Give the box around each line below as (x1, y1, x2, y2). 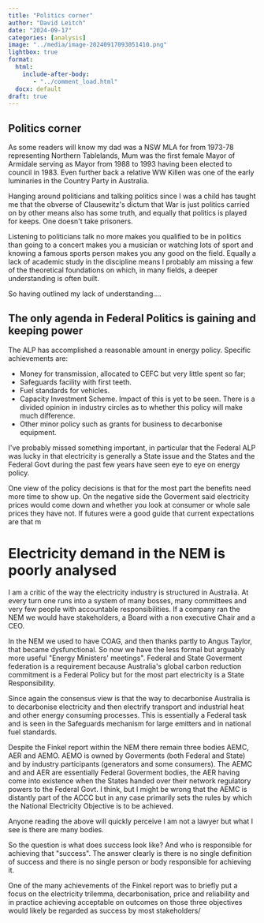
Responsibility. (8, 678, 56, 688)
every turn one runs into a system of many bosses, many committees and (8, 595, 247, 605)
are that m (8, 516, 42, 526)
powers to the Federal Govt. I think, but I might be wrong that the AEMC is (8, 784, 247, 794)
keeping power (8, 325, 84, 338)
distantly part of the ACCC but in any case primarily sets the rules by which (8, 793, 252, 802)
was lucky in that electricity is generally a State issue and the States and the (8, 451, 255, 460)
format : (8, 56, 34, 64)
